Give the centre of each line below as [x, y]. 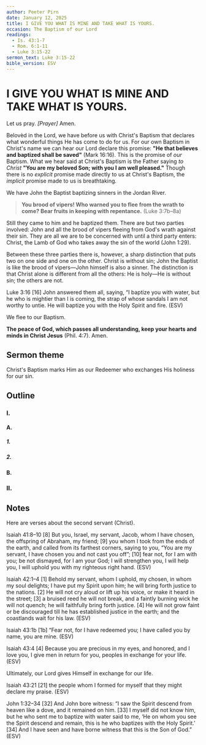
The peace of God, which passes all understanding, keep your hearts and [102, 329]
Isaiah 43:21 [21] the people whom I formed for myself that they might [94, 685]
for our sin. [20, 376]
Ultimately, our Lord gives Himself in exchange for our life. [80, 673]
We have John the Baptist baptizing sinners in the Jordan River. [86, 193]
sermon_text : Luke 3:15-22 [41, 58]
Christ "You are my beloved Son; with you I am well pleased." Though [96, 168]
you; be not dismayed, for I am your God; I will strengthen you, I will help [97, 561]
